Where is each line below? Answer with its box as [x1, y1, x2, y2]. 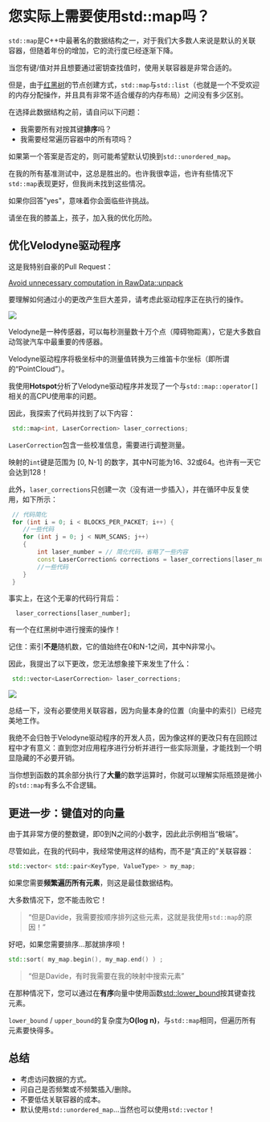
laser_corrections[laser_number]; [15, 609, 131, 617]
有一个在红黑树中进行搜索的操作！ [8, 625, 121, 634]
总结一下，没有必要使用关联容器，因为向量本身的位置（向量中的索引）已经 [8, 706, 255, 716]
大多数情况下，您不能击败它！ [8, 895, 107, 904]
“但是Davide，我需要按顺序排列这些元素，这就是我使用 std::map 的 [27, 912, 245, 921]
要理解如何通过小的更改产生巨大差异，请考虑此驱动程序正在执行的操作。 [8, 294, 247, 304]
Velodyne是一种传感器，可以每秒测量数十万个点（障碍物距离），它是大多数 [8, 326, 255, 336]
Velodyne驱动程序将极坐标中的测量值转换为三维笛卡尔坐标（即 [8, 354, 215, 364]
